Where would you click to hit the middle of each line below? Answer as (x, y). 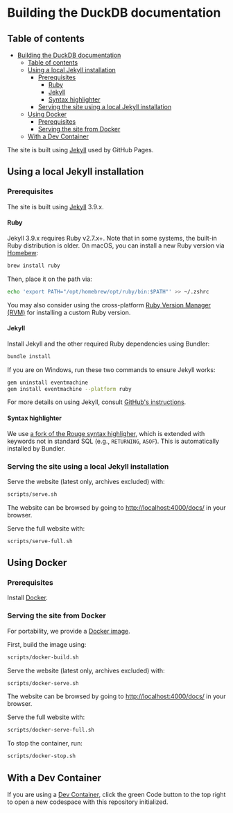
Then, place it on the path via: (50, 279)
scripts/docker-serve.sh (43, 683)
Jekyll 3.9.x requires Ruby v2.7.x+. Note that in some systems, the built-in (112, 238)
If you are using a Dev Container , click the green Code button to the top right (116, 795)
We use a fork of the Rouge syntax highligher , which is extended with (106, 433)
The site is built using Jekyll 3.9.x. (55, 207)
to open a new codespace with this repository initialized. (88, 802)
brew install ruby (34, 266)
